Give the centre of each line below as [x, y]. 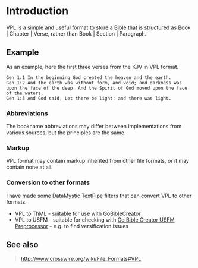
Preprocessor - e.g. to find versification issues [72, 226]
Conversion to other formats [48, 182]
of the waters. [25, 93]
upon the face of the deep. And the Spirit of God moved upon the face [97, 88]
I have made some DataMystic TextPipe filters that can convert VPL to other [99, 196]
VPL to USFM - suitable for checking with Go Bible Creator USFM [95, 220]
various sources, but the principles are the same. [66, 133]
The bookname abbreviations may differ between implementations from [94, 127]
